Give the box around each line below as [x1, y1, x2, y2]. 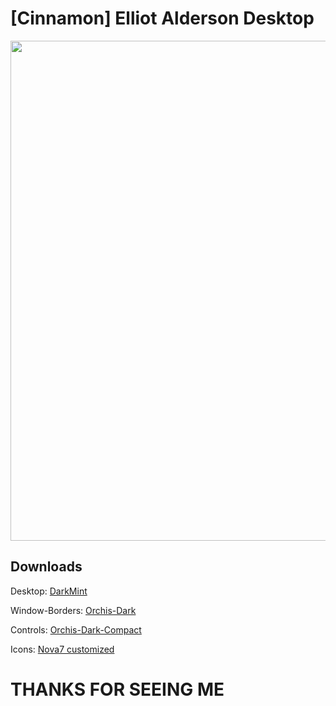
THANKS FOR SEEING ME [10, 678, 225, 701]
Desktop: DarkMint [10, 585, 88, 597]
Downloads [10, 558, 83, 576]
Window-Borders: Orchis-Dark [10, 604, 137, 616]
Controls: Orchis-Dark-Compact [10, 623, 142, 636]
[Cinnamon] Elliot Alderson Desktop [10, 7, 315, 30]
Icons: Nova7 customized [10, 643, 115, 655]
